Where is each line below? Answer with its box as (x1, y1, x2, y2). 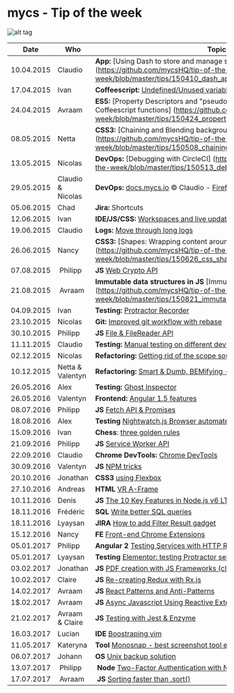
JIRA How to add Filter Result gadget (95, 518, 216, 528)
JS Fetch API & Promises (95, 404, 176, 414)
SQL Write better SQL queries (95, 507, 192, 517)
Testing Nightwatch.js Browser (95, 416, 197, 426)
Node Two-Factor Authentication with (97, 662, 221, 672)
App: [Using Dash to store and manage (95, 56, 223, 66)
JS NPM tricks (95, 462, 142, 471)
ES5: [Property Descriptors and (95, 96, 198, 106)
